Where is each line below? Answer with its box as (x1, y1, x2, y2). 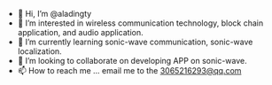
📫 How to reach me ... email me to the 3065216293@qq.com (17, 66, 242, 75)
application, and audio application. (17, 27, 144, 37)
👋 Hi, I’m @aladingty (17, 9, 92, 19)
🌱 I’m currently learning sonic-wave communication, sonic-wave (17, 36, 253, 47)
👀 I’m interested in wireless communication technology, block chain (17, 18, 264, 28)
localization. (17, 46, 62, 57)
